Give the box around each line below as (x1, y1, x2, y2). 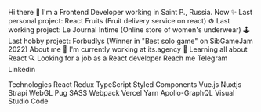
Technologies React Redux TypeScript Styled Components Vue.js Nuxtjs (8, 80, 242, 89)
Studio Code (8, 96, 49, 106)
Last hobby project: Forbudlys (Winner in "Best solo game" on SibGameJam (8, 36, 253, 45)
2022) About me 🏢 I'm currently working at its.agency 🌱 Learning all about (8, 45, 248, 54)
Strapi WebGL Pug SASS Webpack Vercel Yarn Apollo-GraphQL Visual (8, 89, 235, 97)
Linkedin (8, 65, 36, 74)
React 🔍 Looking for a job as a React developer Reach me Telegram (8, 53, 228, 63)
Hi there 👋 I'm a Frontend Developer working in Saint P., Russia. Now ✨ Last (8, 8, 253, 16)
